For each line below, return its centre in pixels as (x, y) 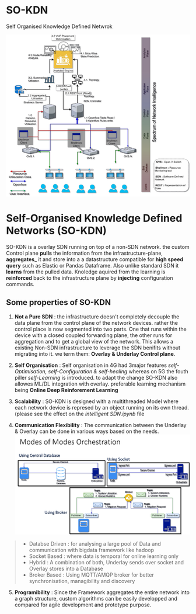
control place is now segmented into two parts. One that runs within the (100, 329)
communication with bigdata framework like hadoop (92, 550)
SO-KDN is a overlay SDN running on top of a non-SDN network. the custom (98, 247)
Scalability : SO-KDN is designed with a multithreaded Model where (97, 401)
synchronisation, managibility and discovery (82, 581)
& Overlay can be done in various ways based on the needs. (87, 431)
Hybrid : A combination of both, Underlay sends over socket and (106, 563)
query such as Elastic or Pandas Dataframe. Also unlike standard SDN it (92, 265)
